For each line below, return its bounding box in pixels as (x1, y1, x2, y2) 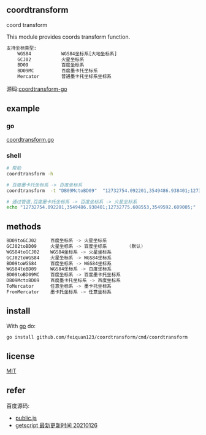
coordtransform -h (6, 171, 53, 177)
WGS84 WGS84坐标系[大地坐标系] (17, 50, 118, 57)
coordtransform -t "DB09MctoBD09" (6, 187, 97, 194)
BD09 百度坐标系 (17, 62, 85, 68)
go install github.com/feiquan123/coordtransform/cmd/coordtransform (6, 334, 188, 340)
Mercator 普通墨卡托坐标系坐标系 (17, 74, 112, 80)
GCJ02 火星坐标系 (17, 56, 85, 63)
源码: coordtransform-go (6, 85, 67, 93)
